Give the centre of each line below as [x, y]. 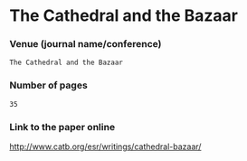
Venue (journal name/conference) [85, 44]
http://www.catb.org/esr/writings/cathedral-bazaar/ [105, 147]
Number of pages [48, 85]
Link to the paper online [62, 127]
